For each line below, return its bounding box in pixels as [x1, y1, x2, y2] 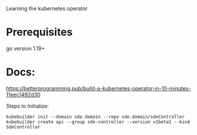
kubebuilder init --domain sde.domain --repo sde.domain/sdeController [6, 114, 185, 120]
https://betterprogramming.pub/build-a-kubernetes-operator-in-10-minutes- [6, 85, 191, 92]
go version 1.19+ [6, 45, 45, 52]
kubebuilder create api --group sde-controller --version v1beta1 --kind [6, 119, 191, 125]
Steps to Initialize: [6, 102, 49, 109]
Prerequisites [6, 26, 73, 39]
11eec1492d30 [6, 91, 41, 98]
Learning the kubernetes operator [6, 5, 88, 12]
